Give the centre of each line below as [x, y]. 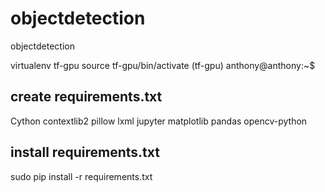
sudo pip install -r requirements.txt [81, 176]
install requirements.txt [85, 152]
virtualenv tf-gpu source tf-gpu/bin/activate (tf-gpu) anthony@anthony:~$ [163, 65]
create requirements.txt [86, 97]
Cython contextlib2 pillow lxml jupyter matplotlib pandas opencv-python [159, 121]
